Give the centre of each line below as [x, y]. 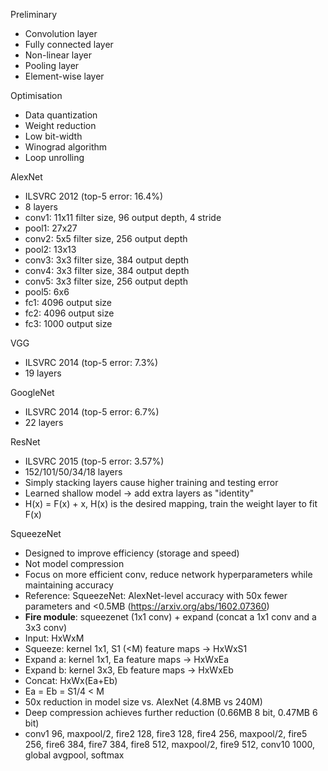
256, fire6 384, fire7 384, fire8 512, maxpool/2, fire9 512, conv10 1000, [170, 744]
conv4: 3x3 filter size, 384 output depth [107, 270]
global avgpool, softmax [74, 755]
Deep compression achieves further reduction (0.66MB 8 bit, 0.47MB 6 [171, 712]
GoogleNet [32, 392]
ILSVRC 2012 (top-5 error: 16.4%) [94, 196]
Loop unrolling [54, 157]
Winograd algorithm [66, 147]
